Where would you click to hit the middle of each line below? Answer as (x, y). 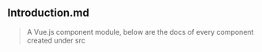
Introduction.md (48, 13)
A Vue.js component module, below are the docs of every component (140, 32)
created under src (56, 40)
